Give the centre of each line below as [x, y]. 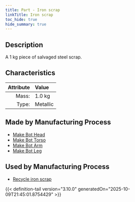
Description [24, 45]
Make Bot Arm [28, 145]
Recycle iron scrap [32, 179]
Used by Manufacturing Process [58, 167]
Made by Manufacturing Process [58, 122]
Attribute [19, 87]
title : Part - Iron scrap [32, 10]
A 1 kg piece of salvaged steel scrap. [44, 57]
